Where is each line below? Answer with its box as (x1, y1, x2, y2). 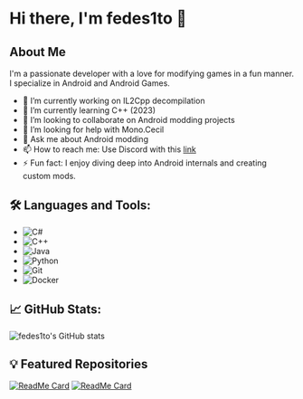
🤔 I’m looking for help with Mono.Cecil (22, 124, 165, 135)
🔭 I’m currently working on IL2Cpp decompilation (22, 95, 205, 106)
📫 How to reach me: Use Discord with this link (22, 144, 197, 155)
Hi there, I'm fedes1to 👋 (9, 8, 187, 29)
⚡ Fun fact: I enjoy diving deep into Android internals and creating (22, 157, 267, 168)
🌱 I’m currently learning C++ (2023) (22, 105, 156, 116)
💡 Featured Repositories (9, 356, 148, 372)
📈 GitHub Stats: (9, 302, 102, 318)
